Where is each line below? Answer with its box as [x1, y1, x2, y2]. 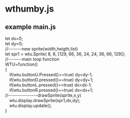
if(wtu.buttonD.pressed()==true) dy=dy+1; [9, 77, 93, 83]
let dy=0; [5, 41, 23, 47]
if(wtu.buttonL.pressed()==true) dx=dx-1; [9, 82, 92, 88]
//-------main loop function [5, 56, 59, 62]
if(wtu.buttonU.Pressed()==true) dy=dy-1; [9, 72, 93, 77]
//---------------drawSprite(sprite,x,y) [5, 92, 81, 98]
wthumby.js [5, 3, 55, 15]
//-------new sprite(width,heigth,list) [5, 46, 78, 51]
